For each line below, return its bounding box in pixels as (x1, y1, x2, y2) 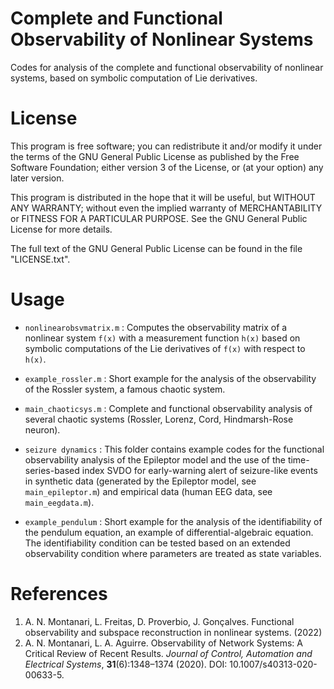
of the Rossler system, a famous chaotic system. (24, 383, 226, 395)
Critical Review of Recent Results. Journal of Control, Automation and (24, 647, 313, 659)
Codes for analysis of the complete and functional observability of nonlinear (10, 61, 324, 73)
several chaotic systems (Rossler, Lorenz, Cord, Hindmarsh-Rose (24, 413, 294, 425)
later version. (10, 172, 65, 184)
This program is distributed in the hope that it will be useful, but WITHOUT (10, 191, 316, 203)
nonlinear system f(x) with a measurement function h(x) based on (24, 332, 301, 344)
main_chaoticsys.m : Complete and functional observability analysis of (24, 402, 313, 414)
